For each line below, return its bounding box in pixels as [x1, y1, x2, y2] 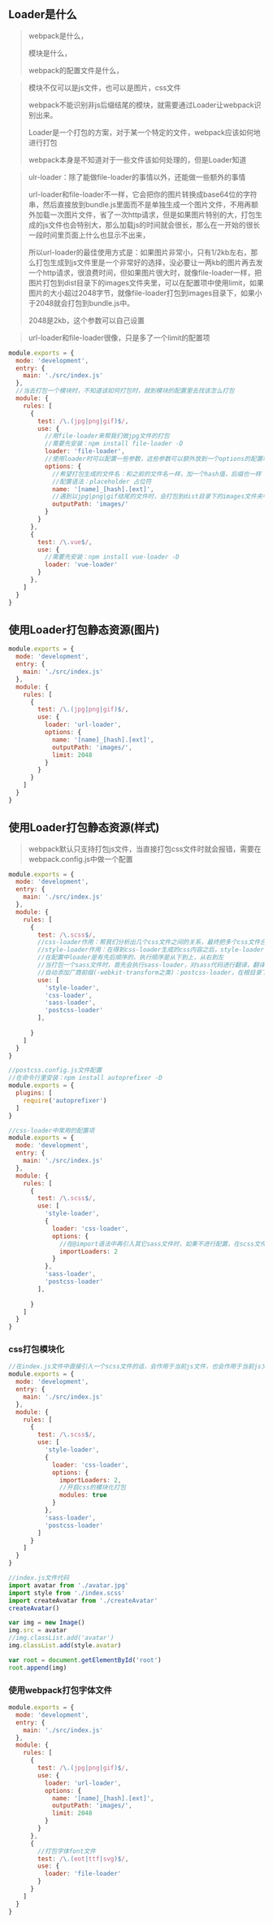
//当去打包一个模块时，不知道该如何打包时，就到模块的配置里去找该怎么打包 [15, 387, 235, 395]
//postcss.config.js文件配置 [8, 1066, 102, 1075]
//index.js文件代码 [8, 1574, 70, 1582]
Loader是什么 [8, 7, 77, 22]
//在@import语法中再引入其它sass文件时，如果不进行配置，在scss [59, 1239, 254, 1248]
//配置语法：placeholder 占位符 [51, 477, 152, 485]
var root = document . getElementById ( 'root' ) [8, 1655, 162, 1664]
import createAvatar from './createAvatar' [8, 1596, 158, 1604]
